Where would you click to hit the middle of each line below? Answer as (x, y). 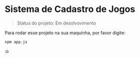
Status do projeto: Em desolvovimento (56, 23)
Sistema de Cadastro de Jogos (70, 9)
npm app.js (16, 42)
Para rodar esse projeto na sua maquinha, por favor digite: (65, 32)
